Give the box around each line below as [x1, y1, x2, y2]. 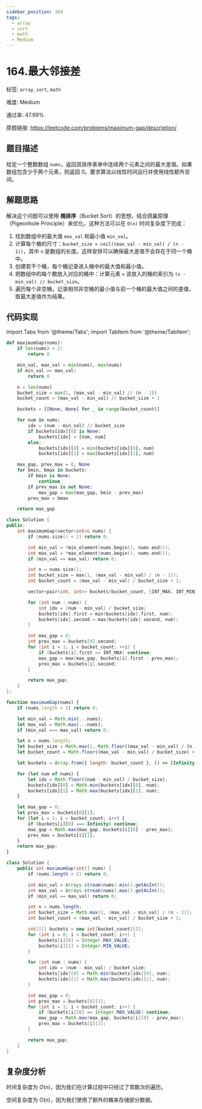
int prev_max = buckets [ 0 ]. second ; [28, 639, 117, 645]
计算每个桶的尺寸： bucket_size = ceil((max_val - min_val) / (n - [14, 240, 184, 247]
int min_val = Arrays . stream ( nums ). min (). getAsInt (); [28, 882, 165, 888]
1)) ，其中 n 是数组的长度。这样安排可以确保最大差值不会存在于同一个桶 [14, 248, 192, 255]
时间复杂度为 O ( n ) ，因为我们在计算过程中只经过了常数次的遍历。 [6, 1084, 167, 1091]
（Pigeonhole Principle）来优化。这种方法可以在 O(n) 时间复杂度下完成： [6, 219, 187, 226]
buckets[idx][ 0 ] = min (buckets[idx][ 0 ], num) [38, 445, 155, 451]
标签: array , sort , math [6, 86, 61, 93]
